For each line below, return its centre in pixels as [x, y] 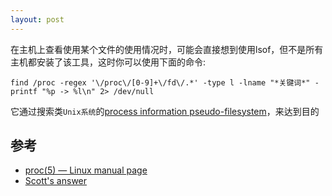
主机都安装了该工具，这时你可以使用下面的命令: [108, 62]
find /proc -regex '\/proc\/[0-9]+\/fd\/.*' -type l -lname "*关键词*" [160, 82]
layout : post [37, 19]
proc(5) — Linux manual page [86, 170]
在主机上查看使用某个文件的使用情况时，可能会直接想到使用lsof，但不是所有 [167, 49]
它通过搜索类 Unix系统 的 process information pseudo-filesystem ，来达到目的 [165, 111]
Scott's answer [56, 181]
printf [24, 91]
